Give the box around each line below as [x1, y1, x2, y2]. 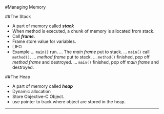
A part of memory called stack [12, 23, 74, 29]
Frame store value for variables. [12, 38, 77, 44]
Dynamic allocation [12, 89, 51, 94]
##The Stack [5, 14, 31, 19]
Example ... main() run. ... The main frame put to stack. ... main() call [12, 49, 150, 55]
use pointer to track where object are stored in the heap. [12, 99, 126, 104]
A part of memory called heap [12, 83, 73, 89]
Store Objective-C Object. [12, 94, 64, 99]
